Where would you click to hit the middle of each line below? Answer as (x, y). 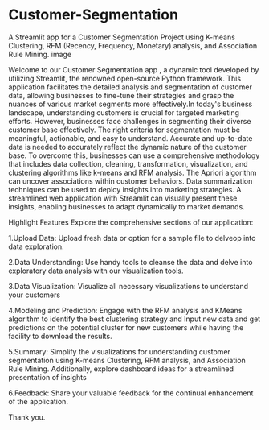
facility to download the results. (60, 336)
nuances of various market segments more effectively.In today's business (130, 104)
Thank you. (27, 417)
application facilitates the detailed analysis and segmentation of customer (130, 87)
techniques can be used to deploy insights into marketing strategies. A (125, 189)
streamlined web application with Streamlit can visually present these (123, 198)
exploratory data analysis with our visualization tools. (96, 271)
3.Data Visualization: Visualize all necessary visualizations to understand (128, 286)
